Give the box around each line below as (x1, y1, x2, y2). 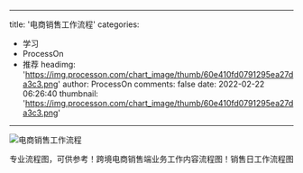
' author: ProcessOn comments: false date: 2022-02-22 (58, 78, 265, 89)
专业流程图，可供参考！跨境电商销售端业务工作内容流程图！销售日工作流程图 (9, 154, 294, 164)
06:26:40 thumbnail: (22, 88, 99, 99)
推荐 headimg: (22, 59, 77, 69)
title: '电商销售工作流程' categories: (9, 19, 140, 30)
